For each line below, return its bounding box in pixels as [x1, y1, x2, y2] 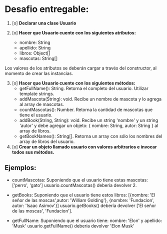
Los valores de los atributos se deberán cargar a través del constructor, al [4, 65, 157, 71]
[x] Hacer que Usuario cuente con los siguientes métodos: [11, 80, 135, 86]
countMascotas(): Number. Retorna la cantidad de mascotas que [19, 106, 153, 112]
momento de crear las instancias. [4, 70, 73, 76]
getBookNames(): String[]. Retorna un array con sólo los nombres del [19, 133, 162, 139]
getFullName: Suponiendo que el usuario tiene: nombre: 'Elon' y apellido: [11, 217, 162, 223]
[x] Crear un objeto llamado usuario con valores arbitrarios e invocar [11, 143, 157, 149]
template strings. [19, 90, 54, 96]
